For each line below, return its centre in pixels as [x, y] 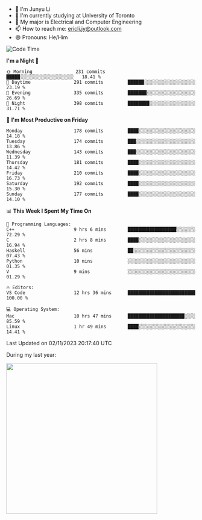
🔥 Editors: [20, 287]
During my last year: [31, 354]
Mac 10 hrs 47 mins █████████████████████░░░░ [101, 316]
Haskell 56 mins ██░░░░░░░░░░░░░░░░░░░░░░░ [101, 250]
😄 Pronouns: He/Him [41, 37]
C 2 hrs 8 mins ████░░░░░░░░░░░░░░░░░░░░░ [101, 240]
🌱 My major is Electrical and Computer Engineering [78, 22]
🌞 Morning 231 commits [56, 72]
